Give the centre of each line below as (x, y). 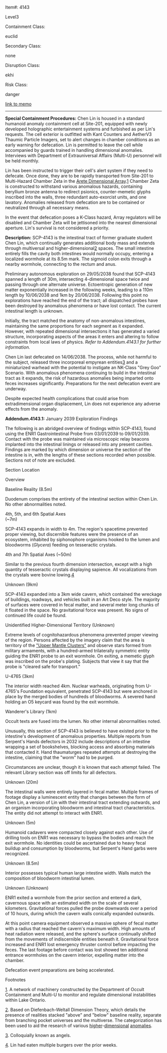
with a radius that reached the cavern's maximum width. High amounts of (80, 928)
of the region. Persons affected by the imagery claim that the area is (75, 640)
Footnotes (15, 980)
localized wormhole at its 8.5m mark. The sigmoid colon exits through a (78, 259)
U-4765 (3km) (20, 676)
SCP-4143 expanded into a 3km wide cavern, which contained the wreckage (83, 594)
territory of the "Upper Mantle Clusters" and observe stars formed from (78, 645)
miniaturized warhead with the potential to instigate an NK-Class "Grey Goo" (83, 367)
